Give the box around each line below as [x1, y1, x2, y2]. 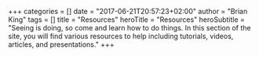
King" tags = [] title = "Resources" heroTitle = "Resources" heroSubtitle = [8, 15, 246, 24]
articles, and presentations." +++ [8, 40, 115, 49]
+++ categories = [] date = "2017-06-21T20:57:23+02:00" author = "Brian [8, 7, 248, 16]
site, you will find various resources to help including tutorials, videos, [8, 31, 234, 41]
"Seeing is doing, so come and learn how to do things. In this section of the [8, 23, 251, 32]
